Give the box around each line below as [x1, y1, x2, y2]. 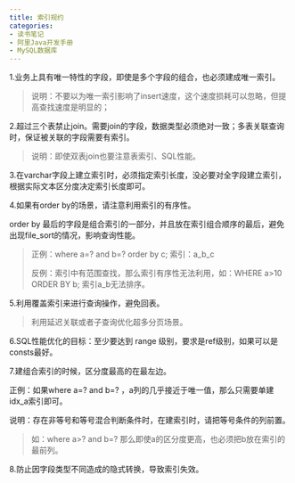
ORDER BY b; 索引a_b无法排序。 [30, 279, 150, 290]
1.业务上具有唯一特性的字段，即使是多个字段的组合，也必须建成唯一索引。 [9, 72, 281, 83]
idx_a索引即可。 [9, 396, 68, 406]
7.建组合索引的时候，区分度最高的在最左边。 [9, 366, 172, 377]
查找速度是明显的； [38, 102, 110, 112]
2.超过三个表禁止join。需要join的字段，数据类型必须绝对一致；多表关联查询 [9, 121, 285, 132]
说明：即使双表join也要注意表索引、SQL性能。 [30, 151, 201, 161]
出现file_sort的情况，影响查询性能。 [9, 230, 141, 241]
